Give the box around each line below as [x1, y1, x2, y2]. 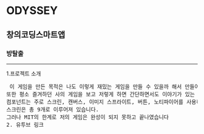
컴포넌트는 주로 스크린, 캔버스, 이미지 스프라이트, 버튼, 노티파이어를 [6, 98, 184, 105]
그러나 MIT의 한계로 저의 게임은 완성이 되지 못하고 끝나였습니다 [6, 113, 169, 121]
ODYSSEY [6, 4, 58, 18]
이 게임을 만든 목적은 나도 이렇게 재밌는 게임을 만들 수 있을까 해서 [9, 83, 182, 90]
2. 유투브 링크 [6, 121, 44, 128]
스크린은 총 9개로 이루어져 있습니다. [6, 106, 99, 113]
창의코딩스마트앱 [6, 29, 66, 40]
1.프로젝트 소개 [6, 69, 41, 77]
